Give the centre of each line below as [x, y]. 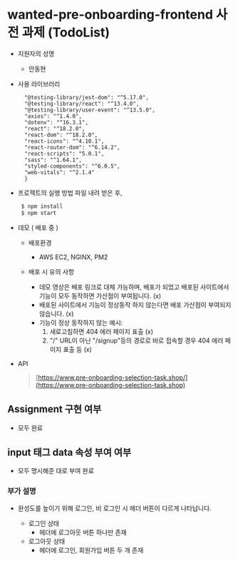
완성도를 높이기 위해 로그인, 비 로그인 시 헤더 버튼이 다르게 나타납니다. [114, 508]
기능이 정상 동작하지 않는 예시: [81, 323]
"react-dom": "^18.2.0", [61, 135]
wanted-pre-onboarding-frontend [110, 15]
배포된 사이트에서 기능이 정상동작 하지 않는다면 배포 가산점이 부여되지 [135, 305]
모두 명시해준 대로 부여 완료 [56, 471]
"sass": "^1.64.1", [53, 160]
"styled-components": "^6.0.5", [72, 166]
